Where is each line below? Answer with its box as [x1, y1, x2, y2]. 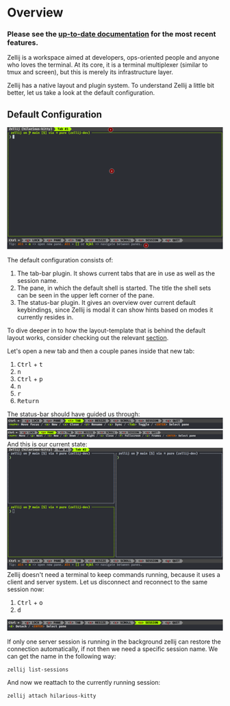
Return [16, 397, 40, 405]
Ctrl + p [16, 374, 43, 383]
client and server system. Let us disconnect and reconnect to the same [7, 578, 207, 586]
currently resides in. [16, 312, 74, 321]
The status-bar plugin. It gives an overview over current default [16, 298, 196, 306]
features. [7, 38, 39, 47]
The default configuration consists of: [7, 255, 114, 264]
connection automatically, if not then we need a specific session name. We [7, 645, 218, 653]
